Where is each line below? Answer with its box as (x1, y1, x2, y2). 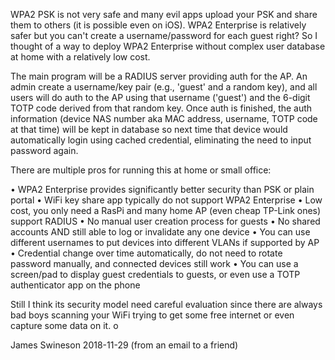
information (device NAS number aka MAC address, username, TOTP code (10, 113, 318, 124)
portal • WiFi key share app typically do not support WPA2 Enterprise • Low (10, 194, 323, 206)
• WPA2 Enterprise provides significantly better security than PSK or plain (10, 184, 315, 195)
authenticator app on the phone (10, 279, 141, 291)
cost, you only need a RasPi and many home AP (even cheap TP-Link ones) (10, 205, 322, 216)
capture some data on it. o (10, 320, 119, 331)
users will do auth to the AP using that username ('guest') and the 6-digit (10, 92, 311, 103)
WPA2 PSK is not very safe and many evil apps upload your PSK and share (10, 9, 318, 20)
